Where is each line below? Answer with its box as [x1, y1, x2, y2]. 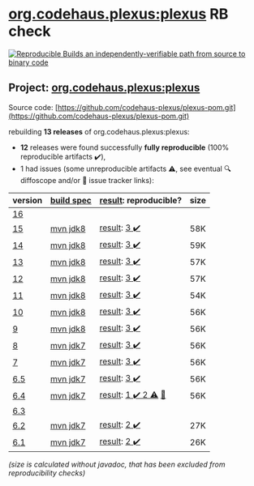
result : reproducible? [99, 194, 183, 206]
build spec [50, 194, 92, 206]
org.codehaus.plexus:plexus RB [8, 5, 229, 23]
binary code [8, 58, 49, 67]
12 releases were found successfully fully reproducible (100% [19, 143, 230, 152]
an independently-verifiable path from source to [84, 49, 246, 58]
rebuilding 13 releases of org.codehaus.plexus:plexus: [8, 126, 190, 136]
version [12, 194, 43, 206]
